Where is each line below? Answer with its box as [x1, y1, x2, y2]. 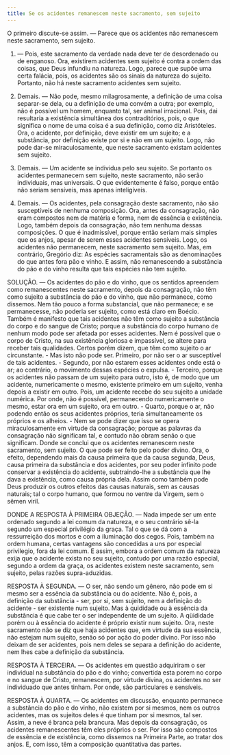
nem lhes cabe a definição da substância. [7, 647, 125, 656]
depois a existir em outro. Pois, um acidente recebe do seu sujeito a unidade [7, 387, 222, 396]
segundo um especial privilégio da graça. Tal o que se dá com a [7, 525, 188, 533]
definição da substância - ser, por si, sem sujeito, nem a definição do [7, 596, 202, 605]
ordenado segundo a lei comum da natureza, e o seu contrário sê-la [7, 517, 199, 526]
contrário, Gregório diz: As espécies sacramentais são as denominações [16, 250, 222, 258]
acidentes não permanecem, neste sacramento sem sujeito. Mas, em [16, 243, 212, 251]
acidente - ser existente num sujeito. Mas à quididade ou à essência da [7, 604, 208, 612]
